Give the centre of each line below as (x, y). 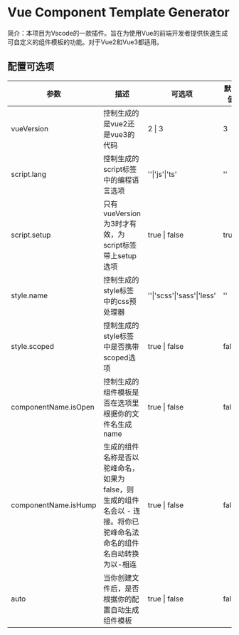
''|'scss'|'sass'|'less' (182, 295)
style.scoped (33, 346)
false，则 (118, 489)
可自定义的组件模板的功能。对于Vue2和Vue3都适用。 (85, 42)
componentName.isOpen (53, 407)
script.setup (31, 235)
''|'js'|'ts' (162, 174)
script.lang (29, 174)
